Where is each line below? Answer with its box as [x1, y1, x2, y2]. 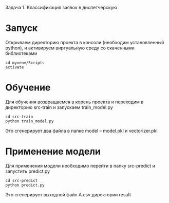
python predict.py [5, 182, 45, 188]
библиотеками [5, 50, 37, 56]
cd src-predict [5, 178, 38, 183]
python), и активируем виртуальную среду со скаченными [5, 45, 135, 51]
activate [5, 64, 24, 70]
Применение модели [5, 146, 101, 157]
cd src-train [5, 114, 33, 119]
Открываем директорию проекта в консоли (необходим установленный [5, 39, 164, 45]
